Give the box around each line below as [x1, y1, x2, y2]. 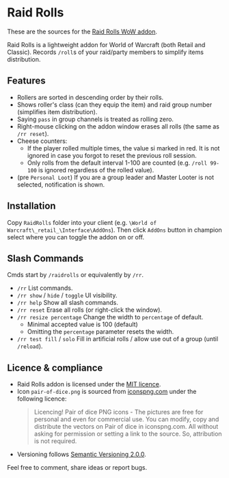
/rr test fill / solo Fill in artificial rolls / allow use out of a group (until [16, 335, 219, 343]
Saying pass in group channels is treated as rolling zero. [16, 115, 174, 123]
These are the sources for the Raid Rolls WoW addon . [7, 27, 158, 36]
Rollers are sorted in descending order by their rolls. [16, 93, 164, 101]
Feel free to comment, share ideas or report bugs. [7, 464, 148, 472]
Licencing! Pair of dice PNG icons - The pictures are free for [33, 408, 204, 416]
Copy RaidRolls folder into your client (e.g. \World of [7, 218, 157, 226]
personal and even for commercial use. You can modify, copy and [33, 415, 219, 423]
